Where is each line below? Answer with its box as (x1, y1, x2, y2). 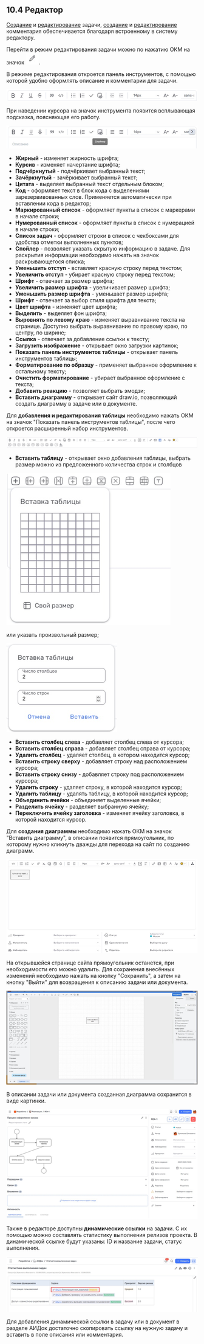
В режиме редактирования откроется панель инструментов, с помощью (6, 70, 196, 78)
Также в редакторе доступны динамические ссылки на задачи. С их (6, 1225, 187, 1232)
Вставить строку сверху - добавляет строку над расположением (15, 757, 187, 765)
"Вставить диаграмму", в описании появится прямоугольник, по (6, 834, 174, 841)
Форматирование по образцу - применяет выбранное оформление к (15, 361, 197, 369)
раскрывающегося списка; (15, 258, 86, 265)
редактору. (6, 33, 35, 41)
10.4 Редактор (6, 5, 64, 15)
